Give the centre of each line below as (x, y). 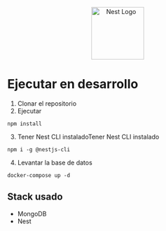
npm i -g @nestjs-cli (39, 149)
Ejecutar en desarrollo (73, 84)
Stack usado (35, 197)
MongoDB (32, 213)
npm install (25, 124)
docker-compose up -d (39, 175)
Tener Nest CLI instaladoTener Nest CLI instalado (88, 136)
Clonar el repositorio (47, 103)
